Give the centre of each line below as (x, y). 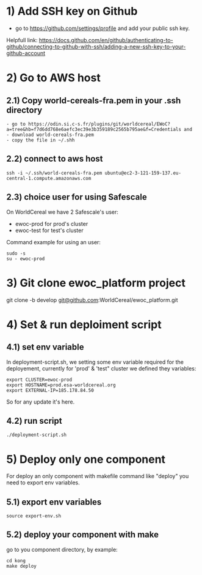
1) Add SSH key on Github (72, 11)
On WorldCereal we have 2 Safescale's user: (63, 212)
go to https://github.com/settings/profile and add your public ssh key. (103, 28)
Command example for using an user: (53, 242)
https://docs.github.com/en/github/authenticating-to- (106, 40)
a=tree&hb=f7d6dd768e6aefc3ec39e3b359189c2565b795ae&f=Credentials (94, 129)
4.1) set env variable (45, 347)
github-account (26, 53)
